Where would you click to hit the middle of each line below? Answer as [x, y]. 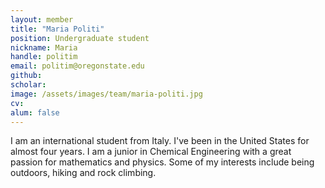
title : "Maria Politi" [57, 29]
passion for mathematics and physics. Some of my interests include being [162, 162]
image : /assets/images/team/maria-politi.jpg [106, 94]
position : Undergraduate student [80, 38]
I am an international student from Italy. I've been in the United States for [160, 141]
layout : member [42, 19]
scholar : [28, 85]
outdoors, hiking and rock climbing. [83, 173]
